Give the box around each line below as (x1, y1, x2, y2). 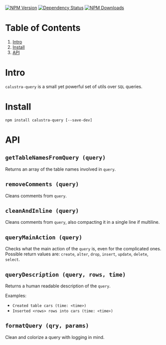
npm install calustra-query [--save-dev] (5, 118, 93, 123)
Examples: (5, 293, 26, 299)
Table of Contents (5, 23, 81, 34)
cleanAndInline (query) (5, 207, 79, 215)
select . (5, 256, 20, 262)
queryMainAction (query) (5, 233, 83, 241)
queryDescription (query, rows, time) (5, 271, 126, 278)
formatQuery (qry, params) (5, 322, 89, 329)
